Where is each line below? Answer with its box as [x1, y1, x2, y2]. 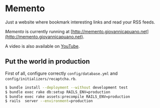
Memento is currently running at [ [5, 28, 72, 34]
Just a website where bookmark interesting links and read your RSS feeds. [5, 19, 156, 25]
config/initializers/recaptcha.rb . [5, 75, 77, 81]
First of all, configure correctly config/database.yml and [5, 70, 118, 76]
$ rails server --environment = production [5, 99, 93, 104]
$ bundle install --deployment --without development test [5, 85, 128, 90]
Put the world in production [5, 57, 90, 66]
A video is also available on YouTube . [5, 43, 80, 49]
